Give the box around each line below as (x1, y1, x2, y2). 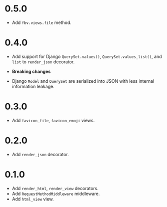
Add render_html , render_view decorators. (11, 185, 98, 191)
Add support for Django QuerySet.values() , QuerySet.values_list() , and (11, 53, 162, 59)
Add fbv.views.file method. (11, 19, 72, 25)
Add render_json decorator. (11, 151, 69, 157)
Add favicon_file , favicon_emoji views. (11, 117, 95, 123)
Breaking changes (11, 68, 51, 74)
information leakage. (11, 83, 54, 89)
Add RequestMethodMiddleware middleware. (11, 191, 100, 197)
